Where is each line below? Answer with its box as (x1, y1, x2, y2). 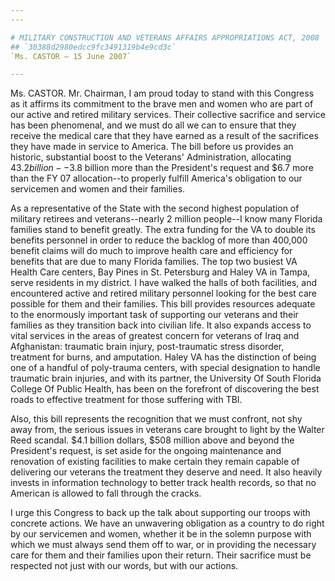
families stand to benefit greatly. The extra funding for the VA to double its (10, 224, 316, 236)
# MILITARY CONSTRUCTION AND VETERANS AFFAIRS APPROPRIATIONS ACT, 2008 (10, 32, 320, 43)
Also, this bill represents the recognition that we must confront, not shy (10, 413, 303, 425)
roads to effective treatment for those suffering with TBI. (10, 394, 243, 406)
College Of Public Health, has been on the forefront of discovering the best (10, 383, 320, 395)
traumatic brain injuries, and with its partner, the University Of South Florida (10, 372, 322, 385)
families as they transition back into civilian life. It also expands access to (10, 319, 312, 331)
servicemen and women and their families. (10, 183, 186, 195)
